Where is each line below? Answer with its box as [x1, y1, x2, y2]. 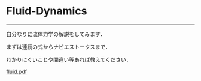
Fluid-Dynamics [6, 4, 87, 18]
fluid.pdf [6, 68, 28, 75]
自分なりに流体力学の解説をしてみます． [6, 30, 106, 37]
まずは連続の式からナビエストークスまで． [6, 43, 111, 50]
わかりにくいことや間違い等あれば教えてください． [6, 56, 132, 63]
